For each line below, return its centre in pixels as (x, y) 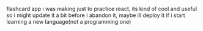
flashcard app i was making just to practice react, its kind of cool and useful (102, 9)
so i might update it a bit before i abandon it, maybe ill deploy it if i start (96, 15)
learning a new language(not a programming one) (69, 22)
